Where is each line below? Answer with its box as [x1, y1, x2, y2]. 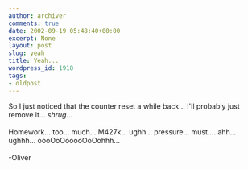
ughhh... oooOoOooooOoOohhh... [8, 135, 121, 145]
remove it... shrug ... [8, 109, 73, 119]
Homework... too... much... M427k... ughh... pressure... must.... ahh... [8, 126, 237, 137]
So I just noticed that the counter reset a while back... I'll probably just [8, 101, 240, 111]
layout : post [8, 42, 52, 50]
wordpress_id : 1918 [8, 64, 74, 72]
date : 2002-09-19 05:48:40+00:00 [8, 27, 121, 35]
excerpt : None [8, 34, 56, 43]
